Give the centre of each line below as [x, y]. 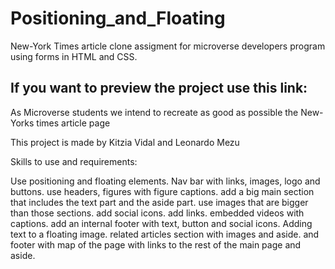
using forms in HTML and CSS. [74, 56]
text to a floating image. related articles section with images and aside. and [165, 234]
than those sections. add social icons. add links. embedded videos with [157, 213]
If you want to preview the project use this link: [159, 88]
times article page [73, 123]
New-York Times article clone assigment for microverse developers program [168, 46]
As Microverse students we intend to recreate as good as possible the [154, 112]
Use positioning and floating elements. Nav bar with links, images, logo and [165, 181]
